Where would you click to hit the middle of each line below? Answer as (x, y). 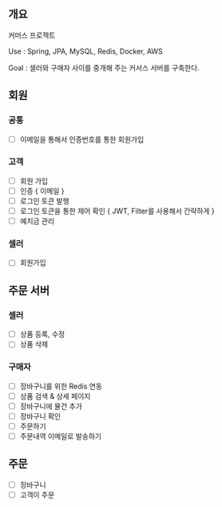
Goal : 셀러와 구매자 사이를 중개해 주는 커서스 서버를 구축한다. (104, 67)
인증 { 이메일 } (42, 191)
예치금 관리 (37, 221)
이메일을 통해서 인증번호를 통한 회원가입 (82, 139)
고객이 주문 (37, 494)
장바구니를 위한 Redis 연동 (61, 386)
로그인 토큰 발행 (44, 201)
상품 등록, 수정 (42, 334)
